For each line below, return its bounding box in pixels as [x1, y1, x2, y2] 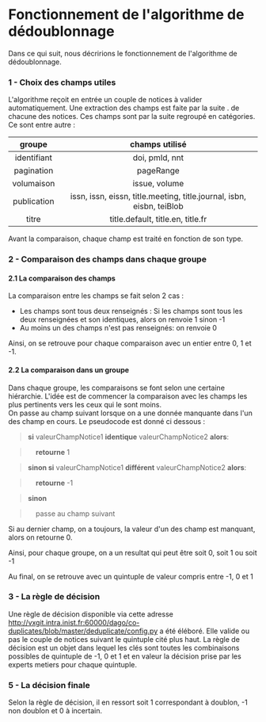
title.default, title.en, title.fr [109, 214, 207, 225]
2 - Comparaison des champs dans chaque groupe [8, 254, 207, 265]
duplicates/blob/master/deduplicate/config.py [8, 626, 158, 636]
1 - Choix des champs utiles [8, 77, 116, 88]
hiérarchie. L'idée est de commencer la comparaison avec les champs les [8, 391, 248, 401]
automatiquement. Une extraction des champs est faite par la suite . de [8, 103, 240, 113]
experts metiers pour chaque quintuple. [8, 659, 137, 669]
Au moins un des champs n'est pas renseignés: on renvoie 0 [19, 323, 218, 333]
